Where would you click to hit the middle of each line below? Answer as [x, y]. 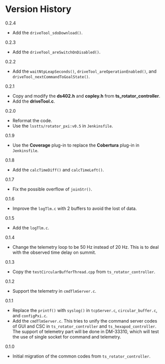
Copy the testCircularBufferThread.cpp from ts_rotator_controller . [84, 272]
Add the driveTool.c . [34, 101]
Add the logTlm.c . [31, 227]
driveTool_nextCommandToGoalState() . [51, 76]
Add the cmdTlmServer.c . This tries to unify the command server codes [85, 321]
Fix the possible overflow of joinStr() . [52, 189]
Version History [38, 9]
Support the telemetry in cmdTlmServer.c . [54, 291]
